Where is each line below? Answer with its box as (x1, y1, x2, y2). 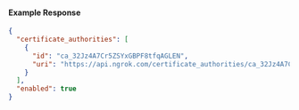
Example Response (8, 7, 81, 18)
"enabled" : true (16, 84, 77, 93)
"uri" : (31, 59, 57, 68)
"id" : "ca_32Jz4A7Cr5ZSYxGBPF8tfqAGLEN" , (31, 51, 189, 60)
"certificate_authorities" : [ (16, 35, 129, 44)
